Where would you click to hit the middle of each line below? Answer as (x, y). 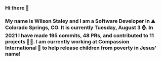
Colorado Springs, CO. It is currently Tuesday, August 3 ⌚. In (79, 28)
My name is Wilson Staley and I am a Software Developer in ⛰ (80, 21)
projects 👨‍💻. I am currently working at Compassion (67, 41)
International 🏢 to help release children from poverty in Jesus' (81, 48)
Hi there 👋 (17, 8)
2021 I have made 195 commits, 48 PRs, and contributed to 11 (80, 35)
